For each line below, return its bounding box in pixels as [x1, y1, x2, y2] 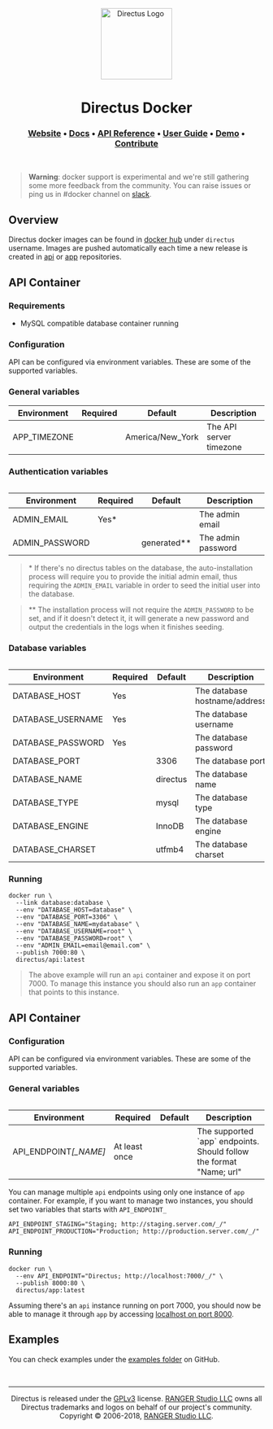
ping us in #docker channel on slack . [28, 190, 152, 199]
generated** [141, 537, 192, 548]
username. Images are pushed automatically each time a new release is [8, 243, 248, 253]
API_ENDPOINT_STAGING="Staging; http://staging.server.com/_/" [8, 1221, 227, 1229]
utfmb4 [155, 844, 184, 855]
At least [113, 1141, 143, 1152]
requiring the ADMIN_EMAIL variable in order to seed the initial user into [28, 580, 261, 590]
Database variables [8, 642, 87, 653]
